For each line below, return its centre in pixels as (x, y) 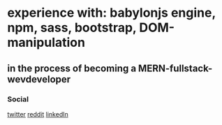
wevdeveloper (39, 79)
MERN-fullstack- (176, 68)
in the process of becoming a (72, 68)
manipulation (46, 43)
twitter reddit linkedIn (38, 114)
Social (18, 99)
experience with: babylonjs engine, (112, 13)
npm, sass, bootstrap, (72, 28)
